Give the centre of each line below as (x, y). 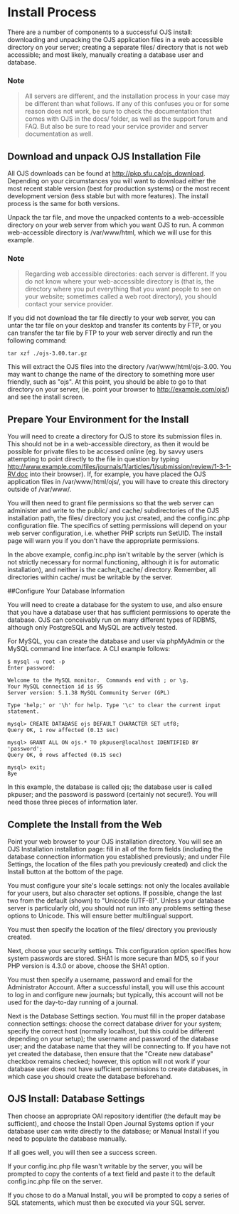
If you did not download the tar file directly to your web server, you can (111, 318)
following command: (37, 340)
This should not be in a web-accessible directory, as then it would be (108, 444)
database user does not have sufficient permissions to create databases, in (118, 1069)
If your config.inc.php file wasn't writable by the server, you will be (105, 1166)
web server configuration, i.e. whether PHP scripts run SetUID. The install (115, 533)
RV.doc (18, 474)
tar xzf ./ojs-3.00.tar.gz (47, 354)
